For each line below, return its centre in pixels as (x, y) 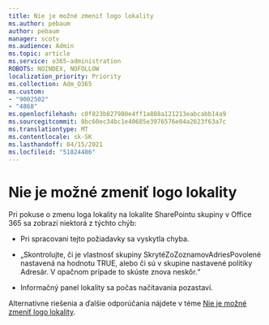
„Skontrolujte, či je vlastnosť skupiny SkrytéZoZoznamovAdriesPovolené (141, 255)
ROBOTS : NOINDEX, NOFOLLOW (54, 69)
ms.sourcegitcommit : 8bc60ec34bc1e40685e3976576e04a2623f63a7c (117, 122)
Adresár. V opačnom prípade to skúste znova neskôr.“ (110, 272)
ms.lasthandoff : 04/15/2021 (56, 144)
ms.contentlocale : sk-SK (50, 136)
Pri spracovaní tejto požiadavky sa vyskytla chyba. (105, 239)
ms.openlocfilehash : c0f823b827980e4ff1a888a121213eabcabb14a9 (117, 115)
